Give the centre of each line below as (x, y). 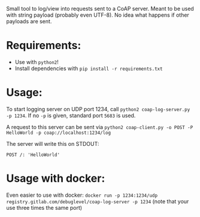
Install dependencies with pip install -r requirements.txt (89, 68)
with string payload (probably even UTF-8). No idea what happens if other (98, 15)
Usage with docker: (56, 178)
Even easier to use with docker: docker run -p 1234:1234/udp (82, 195)
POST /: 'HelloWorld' (33, 155)
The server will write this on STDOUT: (53, 143)
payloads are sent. (29, 21)
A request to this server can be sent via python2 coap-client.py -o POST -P (100, 127)
